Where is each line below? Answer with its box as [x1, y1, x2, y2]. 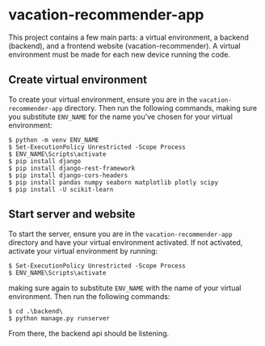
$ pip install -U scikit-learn [8, 185, 114, 193]
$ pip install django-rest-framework [8, 164, 136, 172]
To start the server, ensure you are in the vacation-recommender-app [8, 229, 233, 238]
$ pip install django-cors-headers [8, 171, 128, 179]
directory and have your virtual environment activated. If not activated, [8, 237, 243, 247]
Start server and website [8, 208, 136, 222]
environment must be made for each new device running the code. [8, 49, 230, 59]
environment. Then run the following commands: [8, 291, 170, 301]
